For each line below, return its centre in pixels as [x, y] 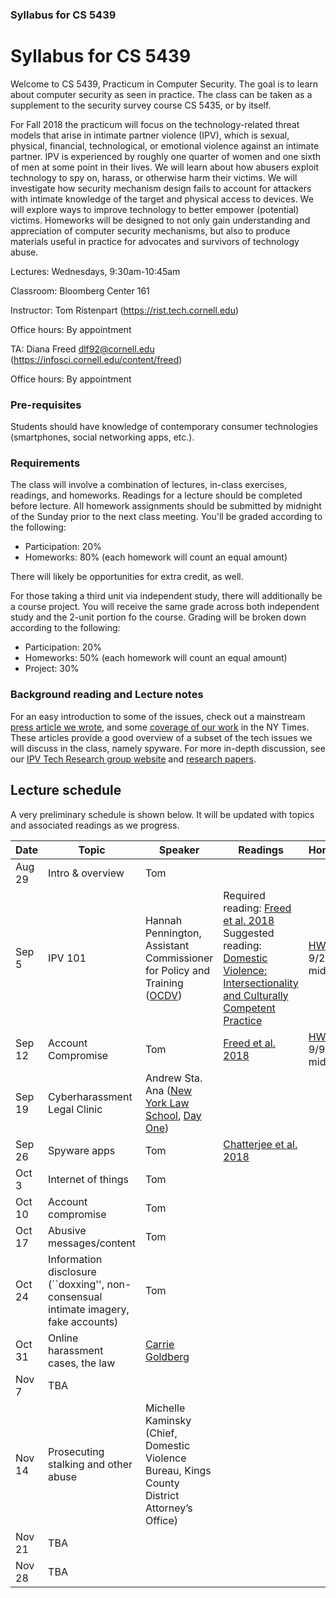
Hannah [163, 920]
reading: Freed [257, 908]
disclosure [72, 1271]
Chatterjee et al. [260, 1144]
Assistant [167, 945]
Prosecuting [76, 1451]
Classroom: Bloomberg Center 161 [80, 290]
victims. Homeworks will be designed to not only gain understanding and [160, 220]
